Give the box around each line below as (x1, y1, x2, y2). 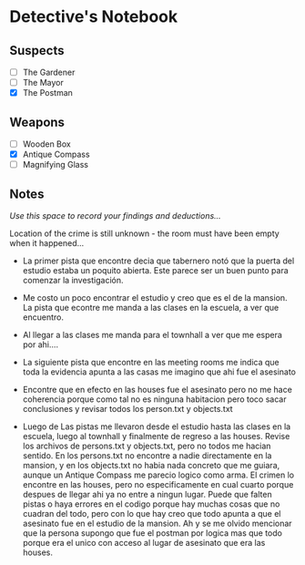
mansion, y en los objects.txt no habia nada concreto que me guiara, (22, 460, 280, 470)
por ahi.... (22, 339, 59, 350)
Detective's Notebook (9, 6, 178, 27)
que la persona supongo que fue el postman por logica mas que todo (22, 528, 282, 539)
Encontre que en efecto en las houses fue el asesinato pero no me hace (22, 385, 293, 395)
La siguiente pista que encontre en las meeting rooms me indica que (22, 357, 280, 367)
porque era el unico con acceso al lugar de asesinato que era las (22, 538, 266, 548)
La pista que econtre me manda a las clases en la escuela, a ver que (22, 303, 280, 313)
